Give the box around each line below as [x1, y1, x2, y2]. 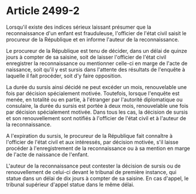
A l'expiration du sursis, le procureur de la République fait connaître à [6, 132, 173, 139]
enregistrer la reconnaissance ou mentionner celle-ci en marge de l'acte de [6, 60, 188, 67]
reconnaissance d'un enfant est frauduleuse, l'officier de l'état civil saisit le [6, 29, 187, 36]
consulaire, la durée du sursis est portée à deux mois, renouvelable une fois [6, 102, 189, 109]
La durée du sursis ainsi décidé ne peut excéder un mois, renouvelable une [6, 83, 187, 90]
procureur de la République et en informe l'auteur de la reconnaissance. [6, 36, 180, 43]
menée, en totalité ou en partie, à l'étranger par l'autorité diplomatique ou [6, 96, 183, 103]
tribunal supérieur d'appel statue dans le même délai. [6, 181, 135, 188]
